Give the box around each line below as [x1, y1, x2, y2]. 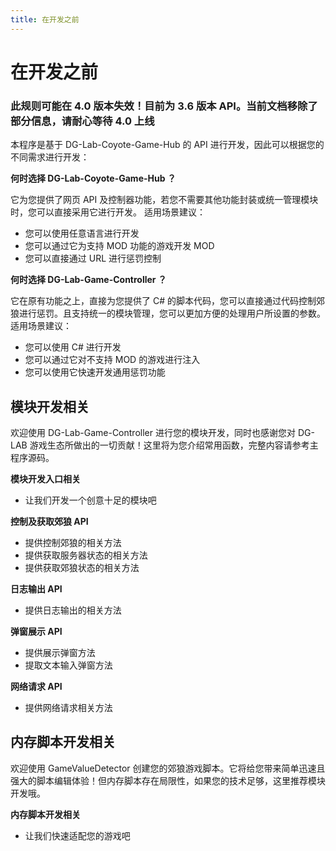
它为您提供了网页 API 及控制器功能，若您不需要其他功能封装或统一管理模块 [10, 194, 319, 206]
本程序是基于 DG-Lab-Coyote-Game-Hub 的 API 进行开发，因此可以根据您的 [10, 139, 325, 151]
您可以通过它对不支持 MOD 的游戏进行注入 [24, 354, 201, 366]
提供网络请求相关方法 [24, 701, 113, 713]
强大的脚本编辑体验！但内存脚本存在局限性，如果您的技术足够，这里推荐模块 [10, 774, 326, 786]
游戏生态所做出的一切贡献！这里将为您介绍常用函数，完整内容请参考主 [29, 439, 319, 451]
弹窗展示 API [10, 625, 63, 637]
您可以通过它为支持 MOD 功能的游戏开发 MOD [24, 240, 215, 252]
